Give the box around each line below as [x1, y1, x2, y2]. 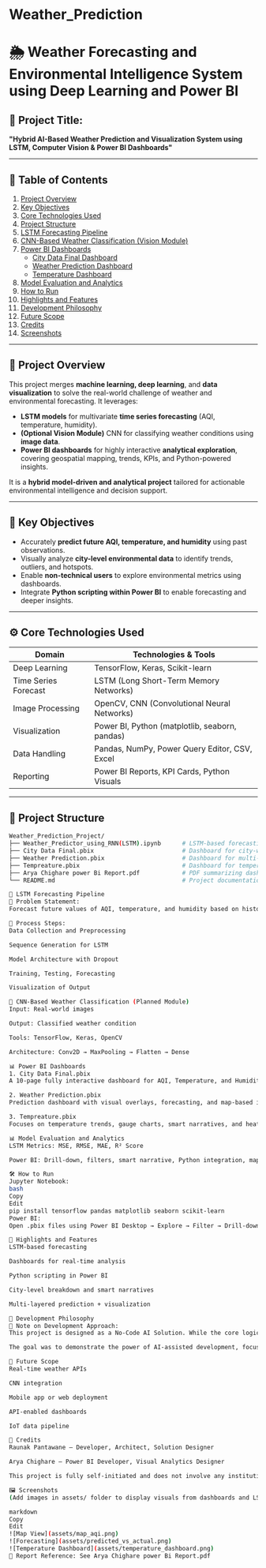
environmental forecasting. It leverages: [9, 396, 139, 406]
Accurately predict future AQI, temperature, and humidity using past [20, 537, 247, 546]
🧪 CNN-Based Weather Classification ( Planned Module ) [9, 998, 190, 1006]
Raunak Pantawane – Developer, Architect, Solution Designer [9, 1443, 215, 1452]
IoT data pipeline [9, 1422, 69, 1430]
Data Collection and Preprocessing [9, 926, 126, 935]
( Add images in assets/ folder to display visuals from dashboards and [9, 1494, 249, 1502]
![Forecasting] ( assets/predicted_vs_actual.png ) [9, 1537, 172, 1545]
